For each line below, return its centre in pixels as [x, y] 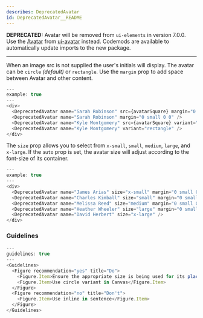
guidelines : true [28, 254]
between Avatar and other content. [50, 78]
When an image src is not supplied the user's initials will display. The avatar [100, 65]
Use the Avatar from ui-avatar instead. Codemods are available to [88, 41]
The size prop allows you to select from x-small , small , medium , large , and [98, 145]
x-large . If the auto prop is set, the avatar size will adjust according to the [98, 152]
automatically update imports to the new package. [69, 48]
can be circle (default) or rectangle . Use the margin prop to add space [95, 71]
